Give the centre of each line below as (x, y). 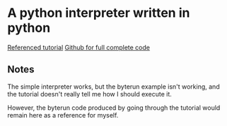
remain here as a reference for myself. (63, 115)
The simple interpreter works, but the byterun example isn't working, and (114, 87)
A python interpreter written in (99, 13)
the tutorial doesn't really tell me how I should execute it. (89, 94)
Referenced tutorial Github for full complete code (79, 47)
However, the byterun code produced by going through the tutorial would (114, 108)
